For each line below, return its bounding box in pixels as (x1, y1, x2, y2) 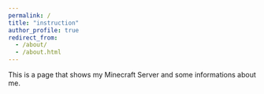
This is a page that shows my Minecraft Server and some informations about (8, 70, 256, 79)
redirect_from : (8, 33, 58, 42)
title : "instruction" (8, 19, 80, 27)
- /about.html (15, 48, 61, 56)
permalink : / (8, 11, 51, 20)
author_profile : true (8, 26, 80, 34)
